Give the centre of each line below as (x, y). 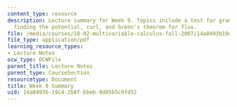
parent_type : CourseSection (49, 73)
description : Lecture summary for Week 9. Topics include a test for (112, 20)
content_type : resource (42, 14)
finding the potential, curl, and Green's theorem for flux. (105, 27)
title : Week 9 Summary (41, 86)
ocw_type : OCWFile (34, 60)
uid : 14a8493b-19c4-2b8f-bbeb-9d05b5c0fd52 (72, 92)
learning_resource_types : (45, 46)
